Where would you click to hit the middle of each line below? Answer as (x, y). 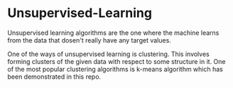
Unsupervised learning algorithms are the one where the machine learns (113, 33)
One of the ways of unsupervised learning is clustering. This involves (108, 54)
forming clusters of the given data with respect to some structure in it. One (116, 61)
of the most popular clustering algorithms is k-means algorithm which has (115, 69)
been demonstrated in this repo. (54, 77)
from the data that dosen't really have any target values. (90, 40)
